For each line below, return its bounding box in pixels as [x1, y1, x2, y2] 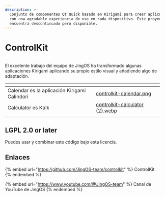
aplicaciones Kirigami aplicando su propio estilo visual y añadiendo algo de [5, 68, 157, 74]
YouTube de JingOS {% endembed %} [5, 186, 82, 192]
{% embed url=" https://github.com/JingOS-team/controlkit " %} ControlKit [5, 166, 155, 172]
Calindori [7, 93, 28, 100]
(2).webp [95, 107, 117, 114]
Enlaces [5, 153, 30, 162]
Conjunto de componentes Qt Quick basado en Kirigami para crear [9, 12, 146, 17]
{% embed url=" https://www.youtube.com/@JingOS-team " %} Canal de [5, 181, 151, 187]
